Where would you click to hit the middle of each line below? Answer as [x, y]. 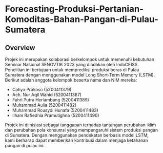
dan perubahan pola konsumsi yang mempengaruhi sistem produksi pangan [81, 130]
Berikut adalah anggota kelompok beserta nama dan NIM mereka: [71, 80]
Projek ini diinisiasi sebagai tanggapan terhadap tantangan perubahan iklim [81, 125]
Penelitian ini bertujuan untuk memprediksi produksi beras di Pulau [72, 70]
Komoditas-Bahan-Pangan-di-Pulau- [82, 19]
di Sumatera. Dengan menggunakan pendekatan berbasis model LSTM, [77, 135]
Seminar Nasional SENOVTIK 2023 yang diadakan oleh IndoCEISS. [72, 65]
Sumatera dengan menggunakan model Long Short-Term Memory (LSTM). [80, 75]
